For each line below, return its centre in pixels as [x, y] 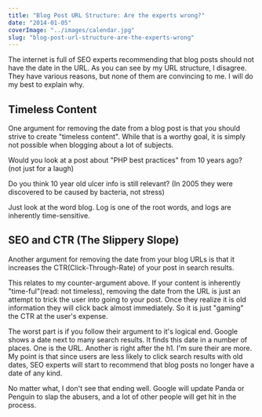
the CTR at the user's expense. [58, 316]
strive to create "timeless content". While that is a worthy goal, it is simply [127, 137]
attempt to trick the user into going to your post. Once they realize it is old [127, 299]
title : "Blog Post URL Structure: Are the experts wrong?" [107, 15]
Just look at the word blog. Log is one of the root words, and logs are [120, 207]
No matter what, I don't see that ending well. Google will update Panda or [126, 388]
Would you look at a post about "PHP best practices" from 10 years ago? [126, 160]
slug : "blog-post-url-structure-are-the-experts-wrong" [101, 37]
